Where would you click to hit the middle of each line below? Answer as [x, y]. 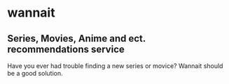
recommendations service [66, 49]
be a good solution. [35, 73]
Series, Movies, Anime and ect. [76, 39]
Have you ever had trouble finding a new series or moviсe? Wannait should [115, 66]
